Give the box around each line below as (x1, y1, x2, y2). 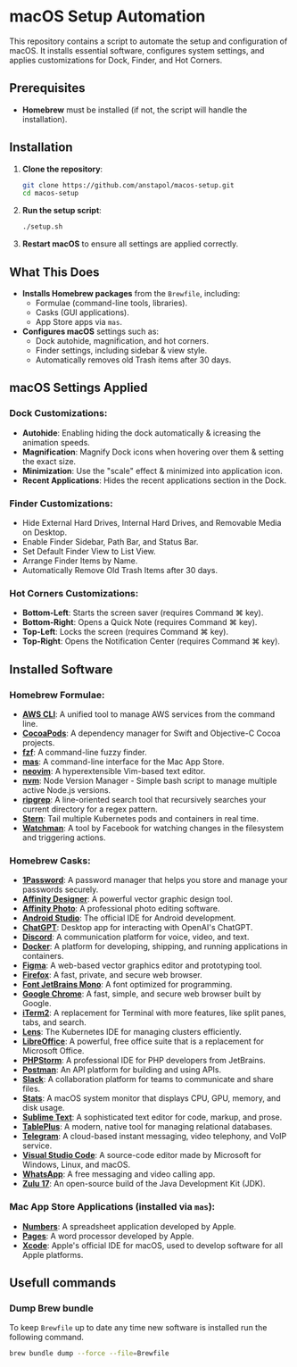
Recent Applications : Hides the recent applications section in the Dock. (21, 475, 287, 486)
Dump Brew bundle (9, 1302, 94, 1314)
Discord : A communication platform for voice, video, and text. (21, 931, 250, 943)
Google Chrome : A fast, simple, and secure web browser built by (21, 988, 261, 999)
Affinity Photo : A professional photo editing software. (21, 904, 220, 914)
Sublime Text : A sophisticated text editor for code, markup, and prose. (21, 1112, 283, 1122)
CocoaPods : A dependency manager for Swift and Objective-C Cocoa (21, 728, 281, 738)
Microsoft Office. (21, 1046, 85, 1056)
